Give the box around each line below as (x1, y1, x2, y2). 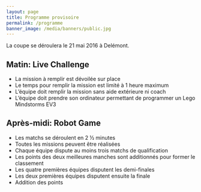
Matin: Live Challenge (6, 59, 90, 70)
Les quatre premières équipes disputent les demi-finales (14, 166, 155, 173)
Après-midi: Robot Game (6, 118, 101, 128)
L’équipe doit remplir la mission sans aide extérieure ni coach (14, 88, 166, 95)
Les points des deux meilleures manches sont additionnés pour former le (14, 153, 196, 160)
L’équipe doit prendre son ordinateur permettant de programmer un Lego (14, 94, 196, 102)
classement (14, 160, 44, 167)
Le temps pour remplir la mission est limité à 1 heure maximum (14, 82, 169, 89)
